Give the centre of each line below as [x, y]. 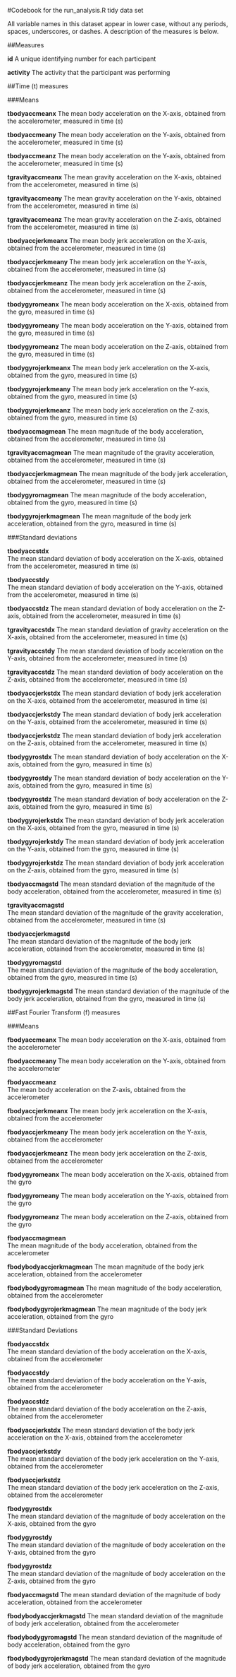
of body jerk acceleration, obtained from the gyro [79, 1666]
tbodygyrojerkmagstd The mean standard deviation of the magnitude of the [118, 991]
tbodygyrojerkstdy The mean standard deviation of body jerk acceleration [116, 841]
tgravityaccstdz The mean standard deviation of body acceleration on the [115, 672]
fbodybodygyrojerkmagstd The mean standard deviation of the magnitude [117, 1658]
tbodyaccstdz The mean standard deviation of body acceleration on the [112, 608]
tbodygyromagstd [35, 962]
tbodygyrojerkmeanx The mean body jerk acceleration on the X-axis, [109, 368]
